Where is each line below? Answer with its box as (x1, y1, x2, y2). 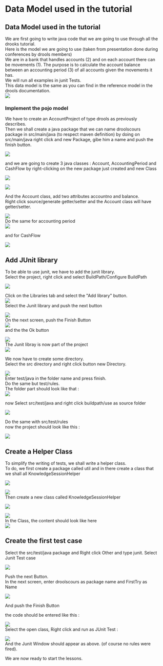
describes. (5, 121, 27, 127)
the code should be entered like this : (5, 612, 80, 618)
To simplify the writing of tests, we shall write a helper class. (5, 460, 126, 466)
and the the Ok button (5, 327, 49, 333)
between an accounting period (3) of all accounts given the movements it (5, 67, 153, 73)
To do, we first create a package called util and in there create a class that (5, 465, 154, 471)
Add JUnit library (5, 256, 58, 264)
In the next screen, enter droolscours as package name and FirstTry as (5, 579, 147, 584)
